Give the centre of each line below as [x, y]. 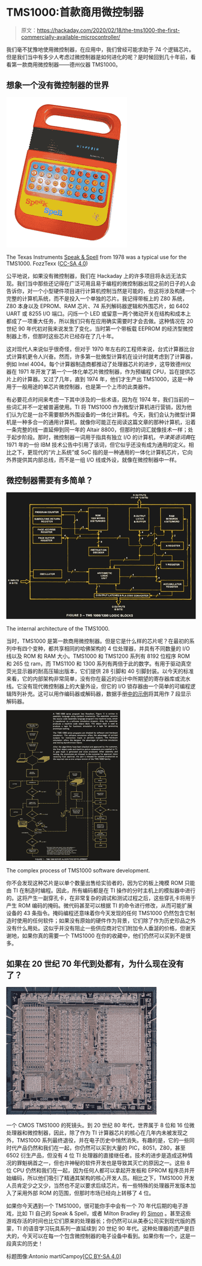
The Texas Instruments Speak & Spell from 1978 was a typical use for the [96, 257]
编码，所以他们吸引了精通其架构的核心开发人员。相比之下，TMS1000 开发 [103, 1178]
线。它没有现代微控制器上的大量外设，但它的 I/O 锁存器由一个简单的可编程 [98, 686]
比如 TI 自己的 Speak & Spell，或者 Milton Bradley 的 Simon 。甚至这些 [104, 1213]
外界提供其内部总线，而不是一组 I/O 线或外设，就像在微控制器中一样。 [93, 459]
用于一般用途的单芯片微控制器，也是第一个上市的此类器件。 [80, 386]
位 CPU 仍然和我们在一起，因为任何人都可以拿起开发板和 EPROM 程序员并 [98, 1170]
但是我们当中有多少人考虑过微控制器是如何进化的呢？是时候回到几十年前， [98, 57]
